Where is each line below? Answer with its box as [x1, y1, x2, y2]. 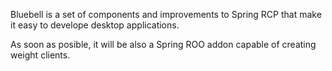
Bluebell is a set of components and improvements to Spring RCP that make [10, 9, 322, 20]
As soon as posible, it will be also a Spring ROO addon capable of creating [10, 39, 317, 50]
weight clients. [10, 49, 71, 61]
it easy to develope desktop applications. [10, 19, 180, 31]
